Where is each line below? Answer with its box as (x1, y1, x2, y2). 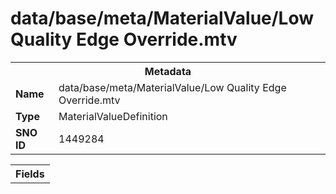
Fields (15, 167, 45, 181)
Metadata (144, 64, 192, 78)
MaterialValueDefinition (58, 109, 168, 123)
